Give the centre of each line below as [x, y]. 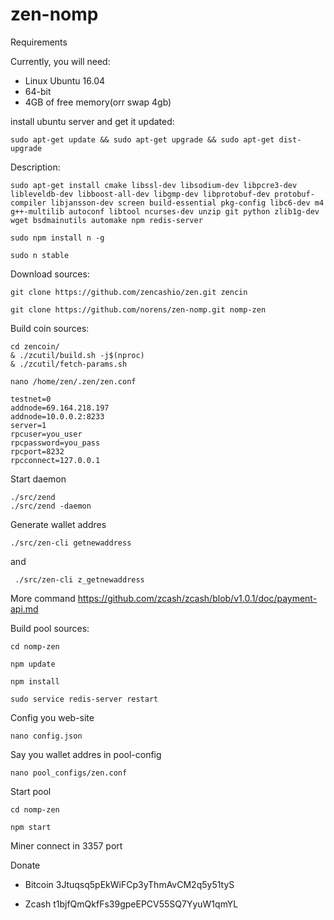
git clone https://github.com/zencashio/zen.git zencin [129, 292]
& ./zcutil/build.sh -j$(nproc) [77, 355]
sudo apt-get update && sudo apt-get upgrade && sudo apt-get [142, 139]
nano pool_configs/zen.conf [69, 773]
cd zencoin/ [35, 346]
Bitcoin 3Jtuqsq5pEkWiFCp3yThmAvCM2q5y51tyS [129, 884]
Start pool [31, 791]
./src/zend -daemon [51, 506]
